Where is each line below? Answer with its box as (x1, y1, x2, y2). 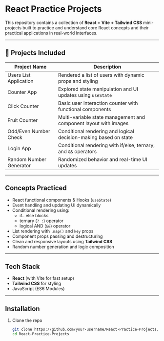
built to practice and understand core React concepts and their (22, 24, 149, 30)
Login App (7, 145, 31, 152)
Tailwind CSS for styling (12, 280, 61, 287)
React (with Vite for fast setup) (12, 275, 75, 281)
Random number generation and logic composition (12, 244, 115, 250)
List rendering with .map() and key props (12, 228, 94, 234)
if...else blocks (19, 212, 49, 218)
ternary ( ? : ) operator (19, 218, 64, 224)
